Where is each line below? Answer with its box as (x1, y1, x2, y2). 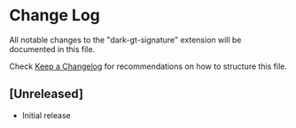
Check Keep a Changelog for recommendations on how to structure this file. (9, 61, 288, 72)
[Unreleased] (9, 87, 84, 102)
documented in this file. (9, 43, 96, 54)
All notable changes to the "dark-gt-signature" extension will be (9, 34, 242, 45)
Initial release (21, 109, 71, 120)
